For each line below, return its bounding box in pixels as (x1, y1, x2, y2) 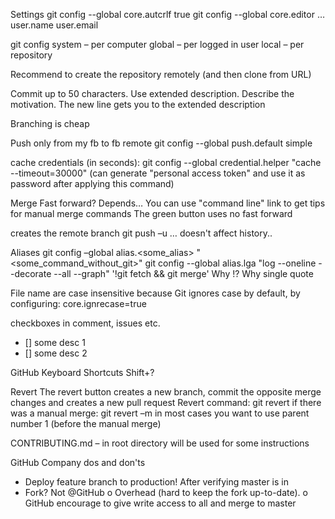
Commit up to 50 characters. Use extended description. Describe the (10, 88, 295, 99)
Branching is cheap (10, 118, 90, 129)
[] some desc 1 (24, 337, 86, 348)
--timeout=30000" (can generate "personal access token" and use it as (10, 167, 306, 179)
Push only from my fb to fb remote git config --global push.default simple (10, 137, 313, 149)
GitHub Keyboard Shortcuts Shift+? (10, 367, 155, 378)
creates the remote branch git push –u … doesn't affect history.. (10, 227, 273, 239)
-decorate (10, 268, 52, 279)
